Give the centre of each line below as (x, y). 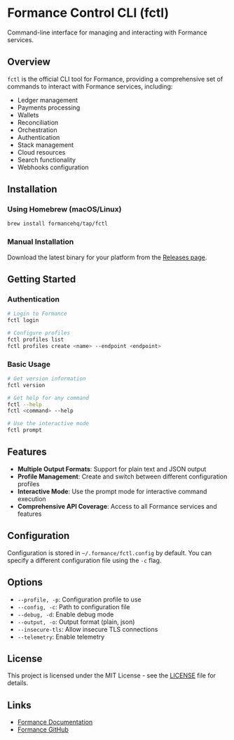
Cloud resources (41, 152)
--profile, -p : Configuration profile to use (79, 599)
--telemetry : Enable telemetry (61, 637)
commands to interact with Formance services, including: (90, 86)
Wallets (28, 115)
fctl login (23, 320)
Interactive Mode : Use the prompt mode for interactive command (112, 491)
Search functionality (46, 160)
